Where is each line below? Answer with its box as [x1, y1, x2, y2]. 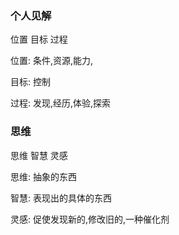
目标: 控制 [10, 76, 51, 88]
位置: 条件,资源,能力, [10, 55, 94, 67]
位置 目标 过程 [10, 33, 68, 46]
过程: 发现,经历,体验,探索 [10, 97, 112, 109]
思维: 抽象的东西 [10, 170, 77, 182]
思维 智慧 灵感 [10, 149, 68, 161]
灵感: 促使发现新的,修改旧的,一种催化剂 [10, 213, 170, 225]
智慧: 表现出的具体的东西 [10, 192, 112, 204]
